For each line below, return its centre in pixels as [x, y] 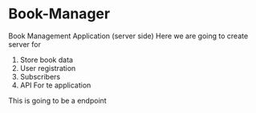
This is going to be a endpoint [57, 100]
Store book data [47, 60]
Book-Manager [59, 14]
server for [25, 44]
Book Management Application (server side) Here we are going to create [128, 36]
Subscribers [40, 76]
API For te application [55, 85]
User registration [48, 68]
